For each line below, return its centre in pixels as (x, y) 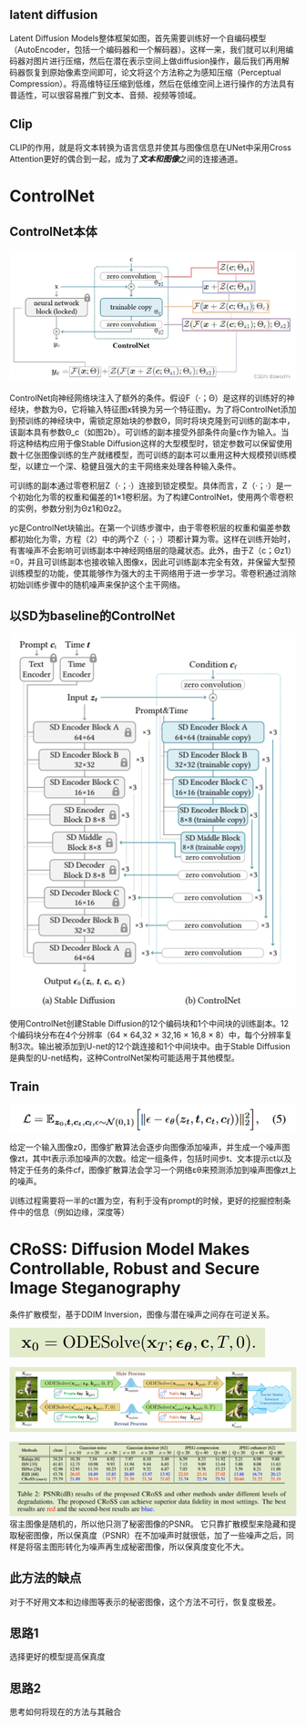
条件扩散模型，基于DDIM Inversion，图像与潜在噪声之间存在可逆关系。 (142, 1314)
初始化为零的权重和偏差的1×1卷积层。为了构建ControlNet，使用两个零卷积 (155, 496)
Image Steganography (95, 1287)
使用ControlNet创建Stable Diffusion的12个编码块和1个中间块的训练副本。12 (149, 1023)
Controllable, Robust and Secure (135, 1268)
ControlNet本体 (53, 232)
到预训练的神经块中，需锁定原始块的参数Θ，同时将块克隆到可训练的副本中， (152, 420)
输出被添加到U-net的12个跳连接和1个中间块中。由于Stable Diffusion (164, 1046)
